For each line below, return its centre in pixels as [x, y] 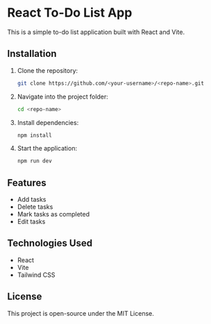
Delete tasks [35, 207]
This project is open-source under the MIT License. [81, 313]
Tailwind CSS [36, 275]
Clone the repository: [48, 70]
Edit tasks [31, 222]
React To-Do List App [70, 13]
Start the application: [47, 148]
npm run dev [34, 161]
